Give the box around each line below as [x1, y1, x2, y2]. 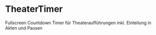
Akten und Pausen [5, 25, 43, 31]
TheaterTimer [5, 3, 63, 15]
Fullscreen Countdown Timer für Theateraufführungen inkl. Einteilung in [5, 20, 152, 26]
